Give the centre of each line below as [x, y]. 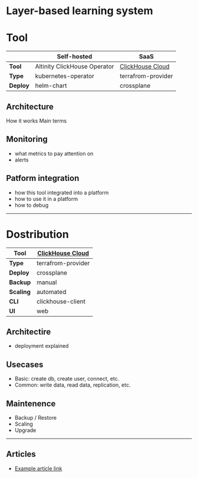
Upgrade [25, 430]
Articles [21, 454]
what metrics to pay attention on [54, 153]
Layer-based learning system [80, 11]
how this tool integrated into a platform [62, 192]
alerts [22, 160]
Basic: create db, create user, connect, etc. [67, 379]
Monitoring [27, 139]
